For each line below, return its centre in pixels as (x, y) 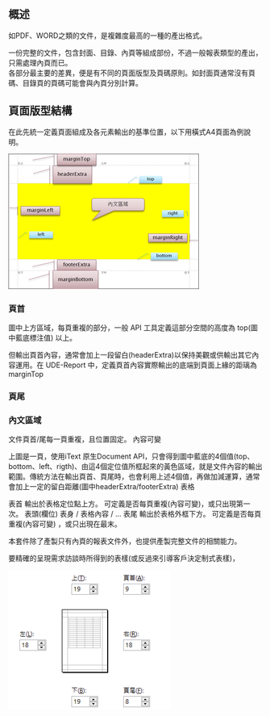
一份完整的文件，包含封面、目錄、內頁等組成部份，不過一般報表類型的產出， (135, 52)
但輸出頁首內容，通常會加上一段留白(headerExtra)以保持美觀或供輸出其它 (130, 354)
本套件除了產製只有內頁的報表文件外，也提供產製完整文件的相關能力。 (125, 541)
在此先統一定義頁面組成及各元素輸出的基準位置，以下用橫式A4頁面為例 (126, 132)
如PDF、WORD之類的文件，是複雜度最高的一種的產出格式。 (108, 36)
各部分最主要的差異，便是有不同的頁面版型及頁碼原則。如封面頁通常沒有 (128, 73)
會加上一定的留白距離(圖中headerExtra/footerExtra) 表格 (102, 487)
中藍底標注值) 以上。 (43, 337)
